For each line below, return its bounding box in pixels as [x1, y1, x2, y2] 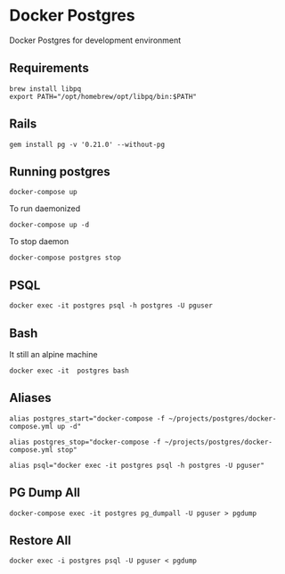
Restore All [9, 533, 71, 548]
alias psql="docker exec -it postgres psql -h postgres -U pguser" [9, 461, 265, 470]
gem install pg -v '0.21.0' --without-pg [9, 140, 166, 149]
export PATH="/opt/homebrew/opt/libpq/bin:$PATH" [9, 92, 198, 101]
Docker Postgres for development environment [9, 35, 182, 45]
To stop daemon [9, 236, 69, 247]
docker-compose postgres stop [9, 253, 122, 263]
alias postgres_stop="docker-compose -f [9, 438, 162, 447]
